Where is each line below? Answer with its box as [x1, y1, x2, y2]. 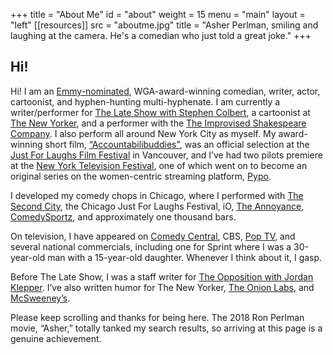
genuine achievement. [10, 332, 102, 344]
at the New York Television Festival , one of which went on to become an [10, 159, 308, 171]
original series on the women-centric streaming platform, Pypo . [10, 170, 272, 182]
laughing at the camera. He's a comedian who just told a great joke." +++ [10, 30, 312, 41]
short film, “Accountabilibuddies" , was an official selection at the [44, 138, 310, 150]
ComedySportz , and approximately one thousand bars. [10, 210, 237, 223]
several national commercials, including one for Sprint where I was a [10, 240, 292, 253]
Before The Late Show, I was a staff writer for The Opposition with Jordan [10, 270, 314, 283]
